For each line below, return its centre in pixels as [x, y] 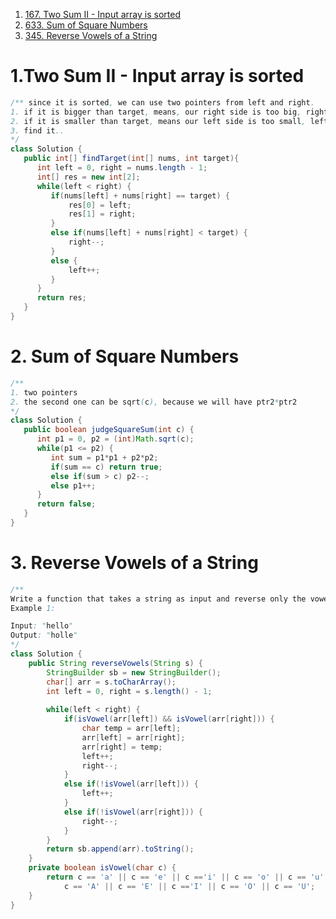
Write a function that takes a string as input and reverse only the [158, 599]
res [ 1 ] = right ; [102, 214]
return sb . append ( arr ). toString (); [120, 849]
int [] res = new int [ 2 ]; [88, 177]
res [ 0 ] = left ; [100, 205]
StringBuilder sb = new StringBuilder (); [134, 672]
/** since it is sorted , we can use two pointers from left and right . [162, 102]
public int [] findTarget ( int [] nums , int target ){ [131, 159]
